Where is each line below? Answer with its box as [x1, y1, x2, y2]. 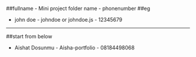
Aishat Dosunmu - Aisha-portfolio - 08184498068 [14, 44, 135, 51]
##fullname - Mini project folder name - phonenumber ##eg [6, 5, 150, 12]
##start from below [6, 33, 52, 40]
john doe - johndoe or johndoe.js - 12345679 [14, 16, 123, 23]
